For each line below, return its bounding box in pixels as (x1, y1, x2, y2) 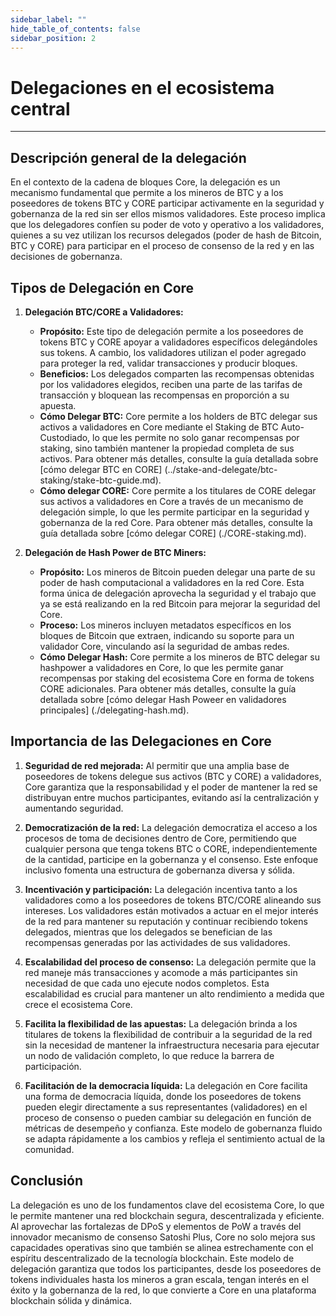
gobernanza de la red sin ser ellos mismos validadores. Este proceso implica (10, 208, 326, 220)
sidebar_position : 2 (10, 33, 97, 43)
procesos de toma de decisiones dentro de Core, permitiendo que (24, 832, 297, 844)
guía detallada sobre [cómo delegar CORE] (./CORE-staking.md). (39, 527, 307, 539)
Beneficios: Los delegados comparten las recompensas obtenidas (39, 367, 315, 380)
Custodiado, (39, 431, 91, 443)
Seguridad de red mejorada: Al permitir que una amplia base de (24, 759, 290, 771)
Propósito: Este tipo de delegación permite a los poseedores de (39, 325, 304, 337)
